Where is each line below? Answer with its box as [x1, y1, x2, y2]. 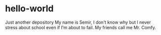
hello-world [5, 3, 54, 14]
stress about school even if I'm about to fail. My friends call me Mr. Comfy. [5, 24, 157, 30]
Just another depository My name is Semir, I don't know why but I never [5, 19, 151, 25]
